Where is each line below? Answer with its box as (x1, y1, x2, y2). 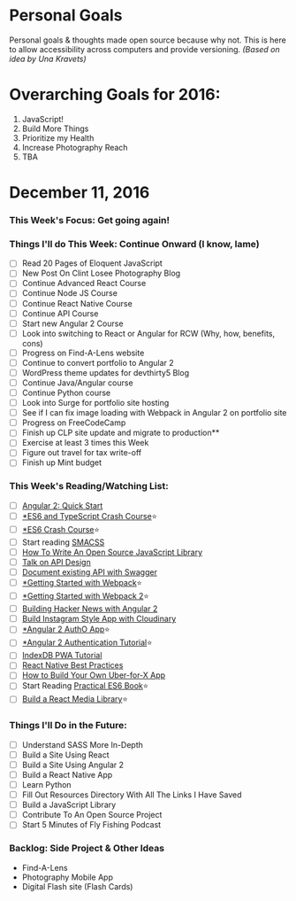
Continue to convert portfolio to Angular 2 (21, 357, 174, 368)
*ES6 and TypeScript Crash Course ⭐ (21, 510, 157, 521)
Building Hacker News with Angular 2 (21, 603, 158, 614)
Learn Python (21, 780, 72, 789)
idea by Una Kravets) (9, 53, 87, 64)
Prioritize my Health (21, 132, 95, 143)
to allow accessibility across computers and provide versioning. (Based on (9, 43, 280, 54)
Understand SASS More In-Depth (21, 739, 144, 750)
